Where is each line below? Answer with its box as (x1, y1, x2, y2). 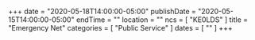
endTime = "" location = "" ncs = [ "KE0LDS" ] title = (75, 15, 249, 24)
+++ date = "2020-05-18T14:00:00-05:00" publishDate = (8, 7, 197, 16)
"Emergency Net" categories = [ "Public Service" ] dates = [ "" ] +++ (8, 24, 233, 32)
